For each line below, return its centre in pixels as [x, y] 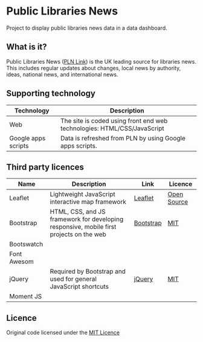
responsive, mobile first [83, 227]
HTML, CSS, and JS [78, 212]
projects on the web [78, 234]
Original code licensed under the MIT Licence [63, 333]
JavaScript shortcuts [79, 287]
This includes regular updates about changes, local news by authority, [94, 68]
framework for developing [87, 219]
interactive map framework [88, 202]
